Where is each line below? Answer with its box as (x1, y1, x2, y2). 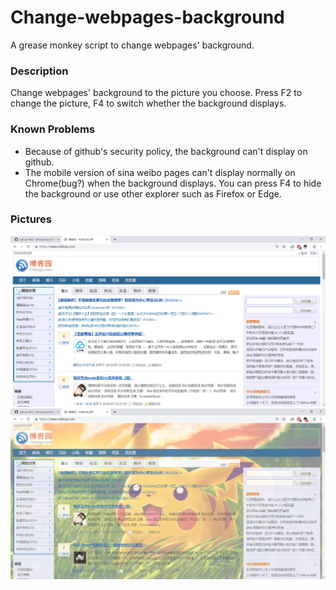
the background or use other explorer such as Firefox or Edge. (24, 187, 282, 200)
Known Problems (10, 122, 96, 136)
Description (10, 64, 69, 78)
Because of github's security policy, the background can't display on (24, 145, 308, 157)
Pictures (10, 212, 53, 226)
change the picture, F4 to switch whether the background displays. (10, 97, 287, 110)
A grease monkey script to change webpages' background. (10, 39, 255, 51)
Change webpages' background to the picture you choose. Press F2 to (10, 87, 303, 99)
